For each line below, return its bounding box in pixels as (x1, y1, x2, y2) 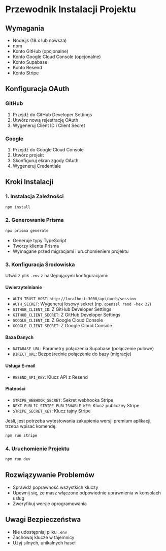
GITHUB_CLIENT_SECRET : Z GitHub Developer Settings (12, 312, 121, 318)
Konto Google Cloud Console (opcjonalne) (12, 54, 101, 60)
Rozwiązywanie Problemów (5, 470, 95, 480)
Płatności (5, 386, 26, 392)
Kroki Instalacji (5, 177, 54, 187)
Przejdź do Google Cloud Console (12, 146, 84, 152)
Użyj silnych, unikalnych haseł (12, 539, 76, 546)
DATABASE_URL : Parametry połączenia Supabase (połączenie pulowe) (12, 346, 154, 352)
